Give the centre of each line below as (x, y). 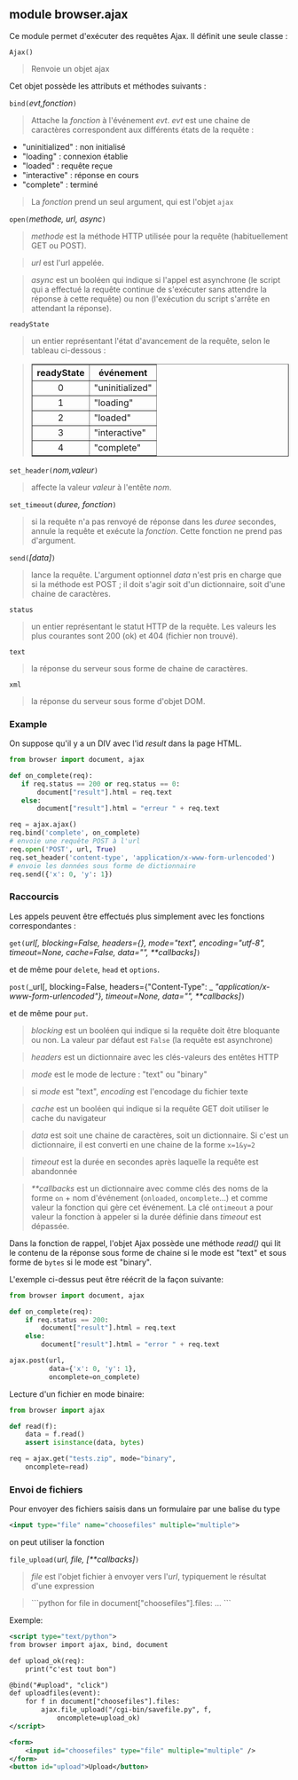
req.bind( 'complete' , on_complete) (75, 833)
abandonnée (54, 1171)
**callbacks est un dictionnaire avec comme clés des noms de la (149, 1188)
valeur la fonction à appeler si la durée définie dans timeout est (146, 1216)
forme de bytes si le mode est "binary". (81, 1262)
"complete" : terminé (60, 184)
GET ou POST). (59, 245)
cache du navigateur (68, 1117)
